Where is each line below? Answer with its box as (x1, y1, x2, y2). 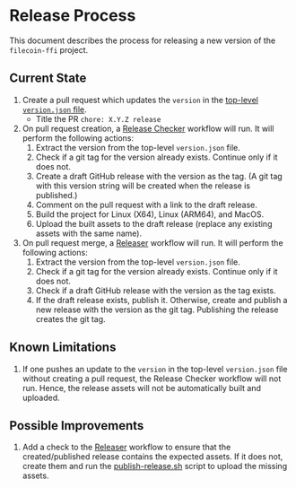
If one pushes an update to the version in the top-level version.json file (22, 363, 288, 374)
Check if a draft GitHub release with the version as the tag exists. (35, 284, 276, 296)
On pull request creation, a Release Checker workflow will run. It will (22, 123, 274, 134)
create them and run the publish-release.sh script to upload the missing (22, 461, 288, 472)
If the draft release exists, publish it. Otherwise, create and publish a (35, 294, 288, 305)
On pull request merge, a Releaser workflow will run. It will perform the (22, 237, 284, 248)
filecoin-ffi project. (9, 44, 89, 55)
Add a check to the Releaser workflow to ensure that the (22, 441, 231, 453)
